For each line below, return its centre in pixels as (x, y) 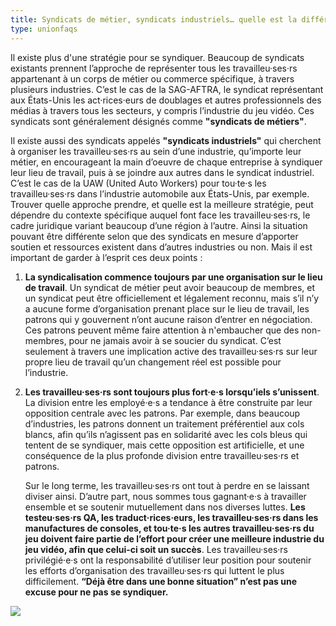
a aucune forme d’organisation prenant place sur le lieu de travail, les (167, 308)
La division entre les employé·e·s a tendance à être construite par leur (168, 402)
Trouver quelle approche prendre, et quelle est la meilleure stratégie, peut (162, 204)
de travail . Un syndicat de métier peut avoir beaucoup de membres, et (170, 287)
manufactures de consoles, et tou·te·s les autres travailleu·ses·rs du (169, 528)
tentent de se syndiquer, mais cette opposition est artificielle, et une (164, 445)
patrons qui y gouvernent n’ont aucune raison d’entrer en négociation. (168, 319)
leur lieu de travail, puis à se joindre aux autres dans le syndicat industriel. (162, 172)
